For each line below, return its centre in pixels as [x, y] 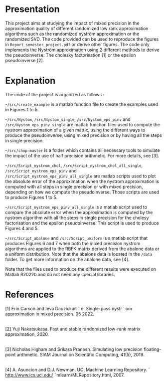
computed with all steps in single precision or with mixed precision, [74, 186]
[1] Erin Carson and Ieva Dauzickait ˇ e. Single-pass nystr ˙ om [69, 308]
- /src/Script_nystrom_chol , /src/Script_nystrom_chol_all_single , [74, 165]
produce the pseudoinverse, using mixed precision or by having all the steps [83, 135]
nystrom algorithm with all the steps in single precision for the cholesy [77, 218]
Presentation [32, 9]
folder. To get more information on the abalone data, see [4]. [67, 259]
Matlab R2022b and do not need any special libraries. [60, 274]
